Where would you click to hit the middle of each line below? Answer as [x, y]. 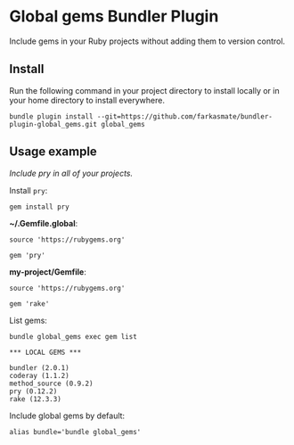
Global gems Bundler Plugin [114, 16]
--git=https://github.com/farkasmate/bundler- [185, 116]
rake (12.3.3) [36, 399]
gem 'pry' [28, 255]
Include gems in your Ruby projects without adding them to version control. [147, 41]
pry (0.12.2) [33, 391]
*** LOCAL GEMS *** [45, 352]
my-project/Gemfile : [48, 272]
